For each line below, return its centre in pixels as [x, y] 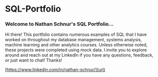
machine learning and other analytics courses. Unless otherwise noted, [76, 45]
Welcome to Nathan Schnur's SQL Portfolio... [59, 24]
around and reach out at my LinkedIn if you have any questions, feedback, [79, 55]
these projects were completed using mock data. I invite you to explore [76, 50]
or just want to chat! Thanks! [34, 60]
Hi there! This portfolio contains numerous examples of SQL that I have [76, 34]
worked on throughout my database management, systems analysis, [73, 40]
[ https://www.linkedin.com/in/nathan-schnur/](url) [55, 70]
